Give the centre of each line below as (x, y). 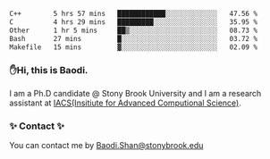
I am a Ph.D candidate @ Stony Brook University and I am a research (135, 93)
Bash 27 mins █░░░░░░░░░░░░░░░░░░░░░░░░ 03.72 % (133, 38)
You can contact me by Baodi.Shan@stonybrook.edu (106, 145)
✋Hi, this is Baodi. (49, 71)
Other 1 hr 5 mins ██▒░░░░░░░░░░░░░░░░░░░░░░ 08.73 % (133, 30)
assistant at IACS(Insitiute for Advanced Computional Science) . (125, 103)
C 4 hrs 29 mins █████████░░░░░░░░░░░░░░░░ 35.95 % (133, 22)
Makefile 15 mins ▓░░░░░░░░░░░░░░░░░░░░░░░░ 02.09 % (133, 47)
